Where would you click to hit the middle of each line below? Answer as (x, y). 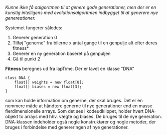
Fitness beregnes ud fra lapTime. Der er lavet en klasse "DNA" (70, 69)
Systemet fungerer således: (34, 28)
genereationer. (20, 18)
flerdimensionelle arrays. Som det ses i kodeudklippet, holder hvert (74, 111)
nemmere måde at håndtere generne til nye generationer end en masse (79, 106)
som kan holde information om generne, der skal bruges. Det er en (74, 100)
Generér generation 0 (35, 38)
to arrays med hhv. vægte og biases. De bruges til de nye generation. (91, 116)
